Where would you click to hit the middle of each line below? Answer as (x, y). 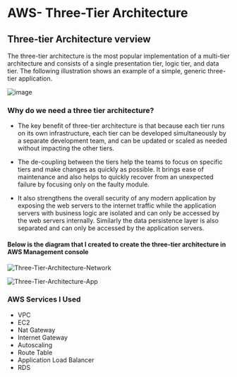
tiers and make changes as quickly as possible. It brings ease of (111, 169)
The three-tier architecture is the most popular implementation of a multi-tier (119, 56)
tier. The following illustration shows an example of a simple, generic (107, 71)
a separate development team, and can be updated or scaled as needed (122, 141)
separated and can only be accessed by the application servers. (111, 228)
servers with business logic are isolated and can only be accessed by (119, 213)
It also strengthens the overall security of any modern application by (117, 198)
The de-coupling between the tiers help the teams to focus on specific (120, 162)
